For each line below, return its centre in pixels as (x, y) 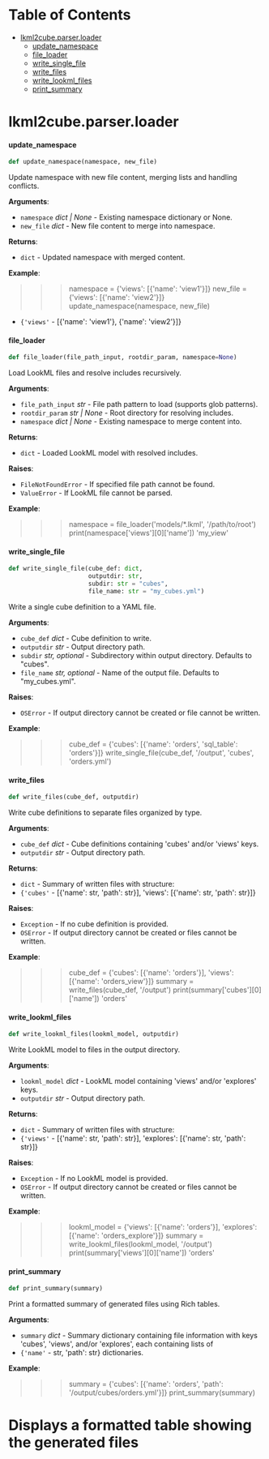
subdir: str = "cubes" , (128, 584)
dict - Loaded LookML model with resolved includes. (109, 453)
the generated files (74, 1442)
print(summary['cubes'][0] (217, 990)
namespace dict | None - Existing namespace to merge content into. (131, 421)
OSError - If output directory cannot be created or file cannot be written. (140, 712)
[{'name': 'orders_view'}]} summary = (131, 982)
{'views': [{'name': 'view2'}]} (117, 297)
